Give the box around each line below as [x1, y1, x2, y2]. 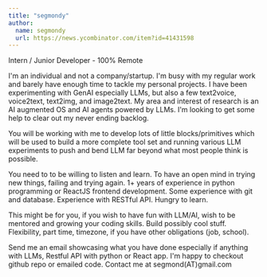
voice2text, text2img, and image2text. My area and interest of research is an [8, 96, 259, 106]
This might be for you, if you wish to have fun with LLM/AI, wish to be [8, 210, 236, 220]
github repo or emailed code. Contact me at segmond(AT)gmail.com [8, 259, 233, 269]
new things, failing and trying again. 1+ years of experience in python [8, 178, 235, 188]
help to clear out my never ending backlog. [8, 113, 149, 123]
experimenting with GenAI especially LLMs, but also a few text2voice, [8, 88, 237, 98]
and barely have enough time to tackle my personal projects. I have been [8, 80, 247, 89]
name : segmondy [15, 26, 66, 34]
